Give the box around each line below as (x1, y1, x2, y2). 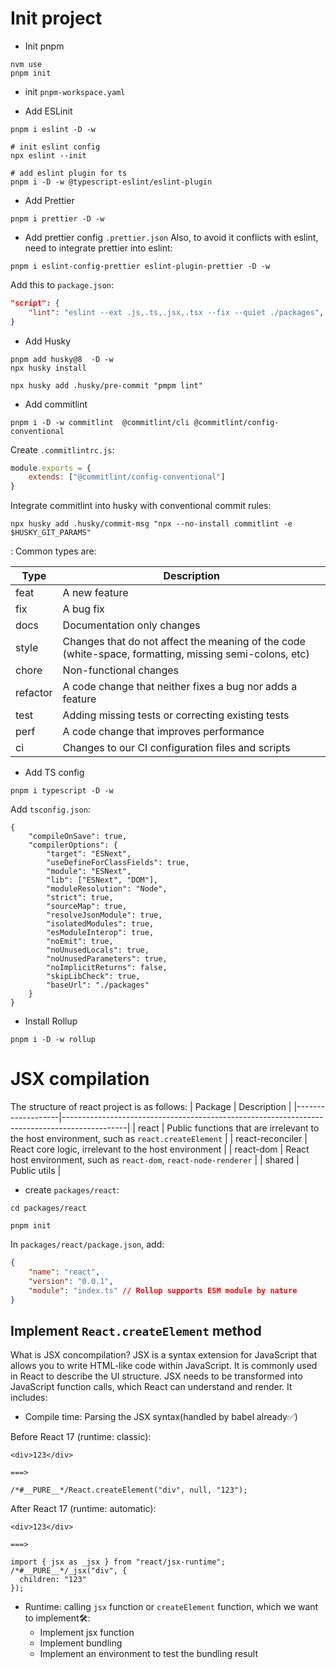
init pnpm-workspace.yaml (24, 85, 126, 97)
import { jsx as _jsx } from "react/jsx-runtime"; (10, 1557, 226, 1567)
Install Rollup (24, 1015, 78, 1027)
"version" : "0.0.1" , (28, 1276, 114, 1286)
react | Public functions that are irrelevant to (137, 1122, 320, 1134)
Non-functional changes (62, 663, 179, 677)
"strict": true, (46, 893, 114, 903)
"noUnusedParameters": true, (46, 954, 168, 964)
